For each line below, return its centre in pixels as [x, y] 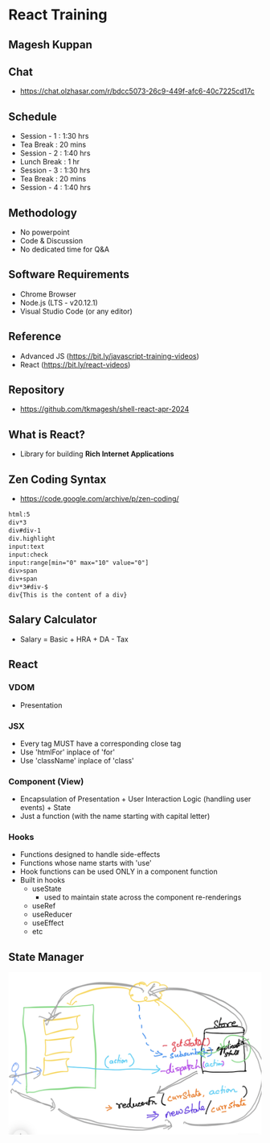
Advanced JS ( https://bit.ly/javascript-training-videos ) [109, 355]
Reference [35, 337]
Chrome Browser [48, 294]
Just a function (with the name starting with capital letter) [115, 817]
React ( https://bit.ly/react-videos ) [75, 364]
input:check [28, 555]
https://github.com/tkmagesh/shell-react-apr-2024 [104, 409]
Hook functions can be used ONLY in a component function [119, 871]
